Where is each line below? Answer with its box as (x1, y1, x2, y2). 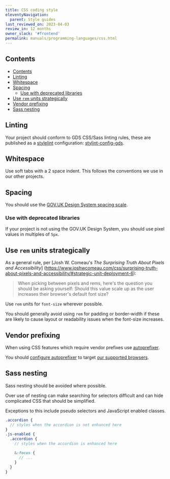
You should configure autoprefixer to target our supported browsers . (5, 354, 149, 360)
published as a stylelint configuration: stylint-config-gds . (5, 139, 125, 146)
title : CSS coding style (5, 7, 58, 13)
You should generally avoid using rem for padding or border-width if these (5, 311, 160, 317)
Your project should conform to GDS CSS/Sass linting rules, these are (5, 134, 151, 140)
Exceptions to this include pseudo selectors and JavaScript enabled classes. (5, 408, 166, 414)
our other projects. (5, 174, 44, 180)
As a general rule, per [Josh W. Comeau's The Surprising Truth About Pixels (5, 260, 164, 266)
